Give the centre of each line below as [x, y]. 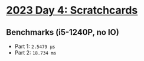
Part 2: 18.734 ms [35, 53]
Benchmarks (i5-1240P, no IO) [63, 32]
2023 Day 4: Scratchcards [72, 10]
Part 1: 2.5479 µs [35, 46]
